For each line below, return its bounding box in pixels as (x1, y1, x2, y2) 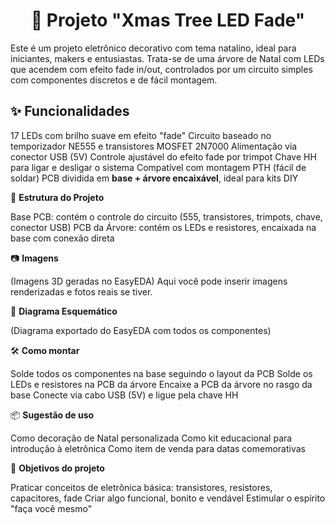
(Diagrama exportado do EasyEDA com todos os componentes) (10, 324, 272, 336)
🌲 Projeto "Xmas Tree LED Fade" (30, 9, 306, 32)
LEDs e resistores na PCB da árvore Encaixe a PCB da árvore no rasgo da (10, 378, 313, 390)
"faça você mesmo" (10, 502, 93, 514)
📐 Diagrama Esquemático (10, 305, 118, 317)
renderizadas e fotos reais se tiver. (10, 285, 153, 298)
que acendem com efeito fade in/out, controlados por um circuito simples (10, 63, 313, 75)
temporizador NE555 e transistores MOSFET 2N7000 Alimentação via (10, 140, 298, 152)
